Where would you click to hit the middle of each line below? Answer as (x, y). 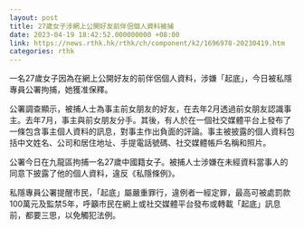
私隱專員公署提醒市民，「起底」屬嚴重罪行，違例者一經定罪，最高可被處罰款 (150, 193)
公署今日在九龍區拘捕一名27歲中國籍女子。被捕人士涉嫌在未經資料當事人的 (149, 162)
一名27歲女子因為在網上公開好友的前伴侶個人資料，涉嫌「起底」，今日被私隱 (151, 79)
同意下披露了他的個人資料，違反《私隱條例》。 (95, 174)
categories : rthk (42, 52)
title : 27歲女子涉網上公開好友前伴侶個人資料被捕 (92, 26)
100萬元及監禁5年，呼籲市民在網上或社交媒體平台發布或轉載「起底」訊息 (145, 204)
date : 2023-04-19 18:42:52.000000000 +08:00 (95, 34)
